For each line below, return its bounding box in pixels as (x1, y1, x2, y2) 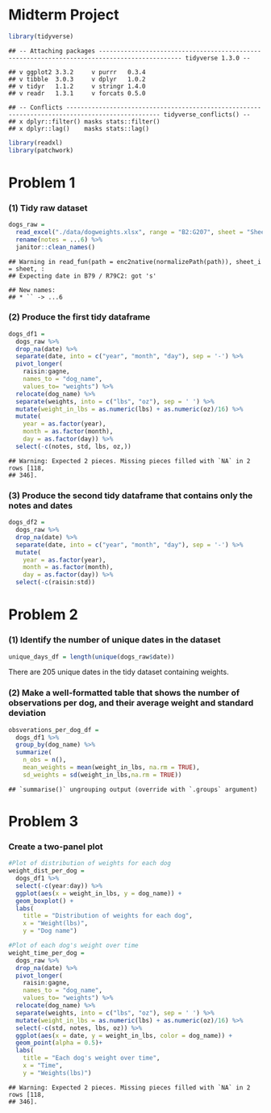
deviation (8, 708, 47, 719)
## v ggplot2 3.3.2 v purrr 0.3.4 (8, 68, 147, 76)
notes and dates (8, 500, 73, 511)
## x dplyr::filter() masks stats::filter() (8, 117, 161, 126)
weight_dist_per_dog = (8, 867, 85, 875)
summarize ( (15, 748, 52, 756)
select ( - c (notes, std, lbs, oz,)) (15, 442, 131, 450)
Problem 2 (8, 605, 78, 624)
